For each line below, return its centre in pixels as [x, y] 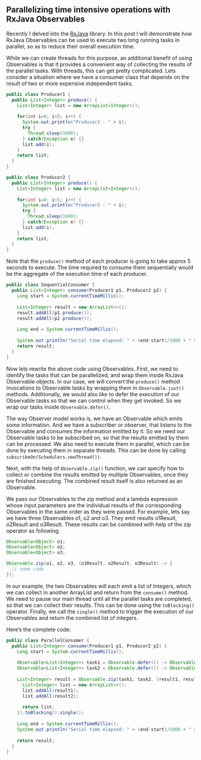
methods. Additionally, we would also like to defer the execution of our [93, 394]
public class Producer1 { [38, 94]
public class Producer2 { [38, 178]
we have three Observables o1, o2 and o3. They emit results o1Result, [92, 518]
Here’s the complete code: [39, 629]
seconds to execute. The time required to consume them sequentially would [100, 267]
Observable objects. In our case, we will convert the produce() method [93, 381]
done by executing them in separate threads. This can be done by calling [96, 450]
